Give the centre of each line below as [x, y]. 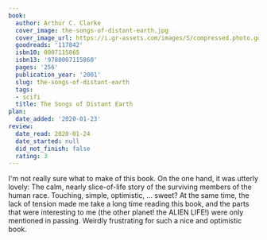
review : [21, 126]
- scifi [28, 97]
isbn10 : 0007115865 [48, 52]
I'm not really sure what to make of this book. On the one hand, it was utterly [133, 179]
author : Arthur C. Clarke [58, 23]
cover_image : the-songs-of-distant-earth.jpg [92, 30]
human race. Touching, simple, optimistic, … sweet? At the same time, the [129, 195]
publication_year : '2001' [58, 75]
